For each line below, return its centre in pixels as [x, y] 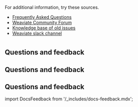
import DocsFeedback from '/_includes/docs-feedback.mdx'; [69, 99]
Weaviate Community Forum [42, 23]
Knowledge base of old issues [44, 28]
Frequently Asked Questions [42, 17]
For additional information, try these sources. [52, 7]
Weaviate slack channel [37, 33]
